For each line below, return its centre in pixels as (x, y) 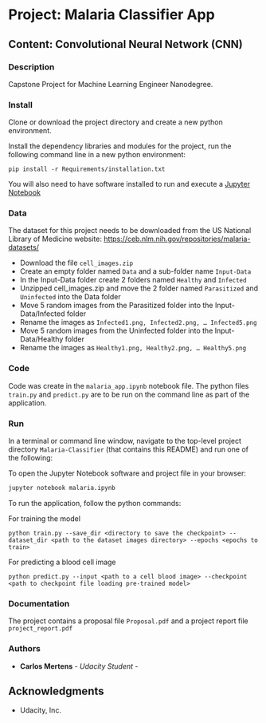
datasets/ (24, 247)
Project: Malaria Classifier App (111, 15)
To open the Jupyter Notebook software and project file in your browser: (127, 473)
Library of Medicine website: (55, 239)
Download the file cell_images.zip (76, 263)
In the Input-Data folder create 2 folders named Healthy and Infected (133, 280)
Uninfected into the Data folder (70, 297)
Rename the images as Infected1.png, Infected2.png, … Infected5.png (138, 322)
